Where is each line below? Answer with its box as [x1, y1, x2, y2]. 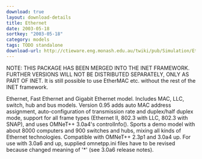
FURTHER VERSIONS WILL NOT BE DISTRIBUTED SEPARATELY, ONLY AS [6, 70, 189, 78]
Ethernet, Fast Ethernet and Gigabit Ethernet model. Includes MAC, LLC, [6, 95, 185, 102]
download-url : [6, 48, 42, 54]
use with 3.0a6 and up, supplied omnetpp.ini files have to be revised [6, 139, 176, 147]
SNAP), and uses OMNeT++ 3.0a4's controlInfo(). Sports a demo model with [6, 121, 195, 128]
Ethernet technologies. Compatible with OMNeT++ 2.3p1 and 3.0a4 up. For [6, 133, 191, 140]
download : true [6, 8, 44, 15]
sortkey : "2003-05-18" [6, 31, 63, 37]
